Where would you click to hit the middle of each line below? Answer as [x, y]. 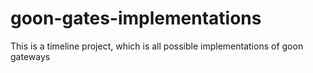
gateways [30, 56]
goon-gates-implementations [136, 18]
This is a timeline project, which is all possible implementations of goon [157, 46]
